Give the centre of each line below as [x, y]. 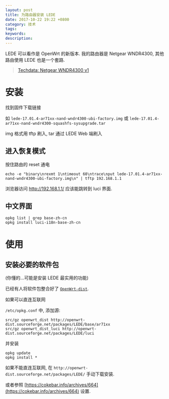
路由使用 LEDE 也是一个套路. [35, 60]
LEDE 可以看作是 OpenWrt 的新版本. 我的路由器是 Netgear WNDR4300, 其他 [85, 54]
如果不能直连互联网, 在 [29, 368]
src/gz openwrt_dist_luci [33, 329]
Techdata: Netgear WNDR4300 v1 [53, 70]
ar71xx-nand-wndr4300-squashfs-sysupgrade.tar [55, 123]
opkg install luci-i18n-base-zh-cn [43, 223]
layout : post [19, 10]
